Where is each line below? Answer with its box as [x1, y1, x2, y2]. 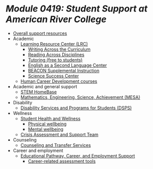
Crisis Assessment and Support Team [20, 131, 99, 137]
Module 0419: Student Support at [6, 3, 147, 15]
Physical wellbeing [28, 121, 67, 127]
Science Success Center [28, 73, 79, 79]
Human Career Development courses [20, 78, 97, 84]
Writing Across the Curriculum [28, 46, 91, 52]
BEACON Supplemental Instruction [28, 67, 100, 73]
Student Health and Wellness [20, 115, 81, 121]
